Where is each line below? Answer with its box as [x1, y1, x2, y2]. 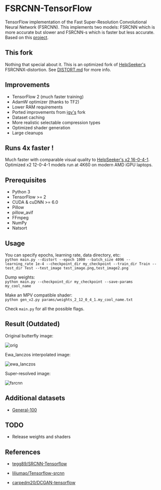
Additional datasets [5, 394, 65, 402]
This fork [5, 49, 33, 57]
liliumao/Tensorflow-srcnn [12, 470, 65, 476]
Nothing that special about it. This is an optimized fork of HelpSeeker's [5, 61, 146, 67]
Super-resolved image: [5, 370, 51, 376]
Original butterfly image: [5, 332, 54, 338]
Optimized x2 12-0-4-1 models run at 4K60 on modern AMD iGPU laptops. [5, 162, 153, 168]
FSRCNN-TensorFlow [5, 3, 92, 14]
